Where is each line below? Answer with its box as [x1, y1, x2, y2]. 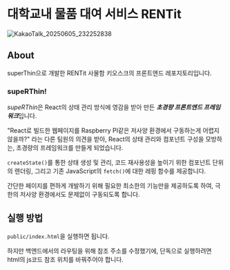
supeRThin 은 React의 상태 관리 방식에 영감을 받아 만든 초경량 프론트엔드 [7, 103, 202, 111]
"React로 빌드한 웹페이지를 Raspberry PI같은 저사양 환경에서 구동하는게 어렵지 [7, 126, 220, 135]
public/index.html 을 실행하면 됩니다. [7, 232, 110, 240]
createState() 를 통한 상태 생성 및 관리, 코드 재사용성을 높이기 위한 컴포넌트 [7, 158, 211, 166]
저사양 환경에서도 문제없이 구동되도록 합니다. [19, 191, 140, 199]
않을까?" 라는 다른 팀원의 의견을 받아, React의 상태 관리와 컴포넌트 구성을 [7, 135, 204, 144]
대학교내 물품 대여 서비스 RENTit [7, 6, 182, 22]
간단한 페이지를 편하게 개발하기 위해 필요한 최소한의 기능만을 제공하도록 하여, [7, 182, 214, 190]
